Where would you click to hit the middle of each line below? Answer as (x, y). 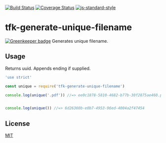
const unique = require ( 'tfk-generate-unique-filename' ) (65, 86)
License (18, 124)
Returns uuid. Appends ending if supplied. (48, 68)
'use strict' (19, 77)
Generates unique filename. (80, 41)
